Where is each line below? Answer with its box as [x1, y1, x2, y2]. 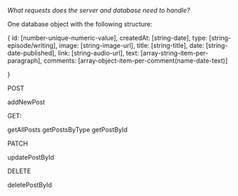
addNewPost [7, 98, 46, 106]
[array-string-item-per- [140, 49, 209, 57]
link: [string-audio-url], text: [58, 49, 140, 57]
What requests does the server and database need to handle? [7, 6, 190, 14]
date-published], [7, 49, 57, 57]
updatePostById [7, 153, 55, 161]
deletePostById [7, 181, 52, 189]
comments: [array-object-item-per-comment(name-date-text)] [43, 56, 228, 65]
